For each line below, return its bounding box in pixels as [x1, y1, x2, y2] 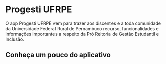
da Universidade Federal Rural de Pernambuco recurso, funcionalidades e [5, 25, 159, 31]
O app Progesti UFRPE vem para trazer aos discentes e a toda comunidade [5, 20, 161, 26]
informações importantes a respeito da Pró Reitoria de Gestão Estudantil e [5, 31, 159, 37]
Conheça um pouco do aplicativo [5, 51, 111, 59]
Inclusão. [5, 36, 24, 42]
